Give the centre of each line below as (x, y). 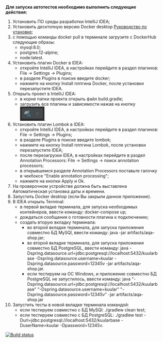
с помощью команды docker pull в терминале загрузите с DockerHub (84, 37)
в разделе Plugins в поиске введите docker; (65, 78)
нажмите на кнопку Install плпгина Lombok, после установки (83, 145)
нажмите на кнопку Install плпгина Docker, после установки (82, 83)
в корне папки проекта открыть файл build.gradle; (71, 99)
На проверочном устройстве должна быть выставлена (70, 186)
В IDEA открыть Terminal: (38, 202)
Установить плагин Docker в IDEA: (48, 63)
